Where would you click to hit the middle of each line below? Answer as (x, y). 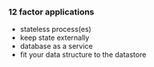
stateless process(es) (56, 30)
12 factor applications (51, 12)
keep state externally (55, 37)
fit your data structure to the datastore (83, 55)
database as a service (57, 46)
